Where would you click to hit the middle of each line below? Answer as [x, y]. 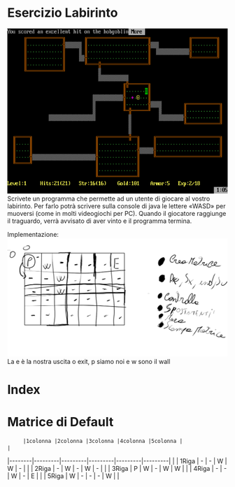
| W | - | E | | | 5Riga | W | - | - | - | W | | [63, 476]
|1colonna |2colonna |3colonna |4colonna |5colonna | [103, 442]
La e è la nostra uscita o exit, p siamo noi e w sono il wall [89, 362]
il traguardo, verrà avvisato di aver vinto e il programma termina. [100, 221]
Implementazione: [33, 234]
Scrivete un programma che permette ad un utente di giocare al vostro [109, 198]
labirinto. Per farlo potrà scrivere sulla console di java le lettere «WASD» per [116, 206]
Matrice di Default [60, 422]
